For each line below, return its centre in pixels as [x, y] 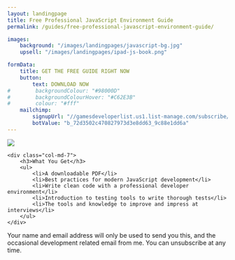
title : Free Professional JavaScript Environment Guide [90, 20]
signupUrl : [48, 117]
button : [31, 77]
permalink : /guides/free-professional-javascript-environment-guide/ [111, 26]
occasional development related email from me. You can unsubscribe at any [116, 243]
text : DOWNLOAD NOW [61, 84]
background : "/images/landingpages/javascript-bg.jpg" [101, 46]
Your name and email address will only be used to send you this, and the [112, 235]
